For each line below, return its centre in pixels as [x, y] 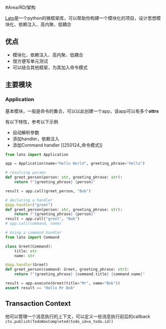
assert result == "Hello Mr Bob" [40, 288]
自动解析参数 [26, 132]
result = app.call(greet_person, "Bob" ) [48, 191]
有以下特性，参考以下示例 [32, 122]
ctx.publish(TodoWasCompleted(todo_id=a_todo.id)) [59, 321]
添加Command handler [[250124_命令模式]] [57, 145]
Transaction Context [38, 304]
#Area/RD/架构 [21, 7]
